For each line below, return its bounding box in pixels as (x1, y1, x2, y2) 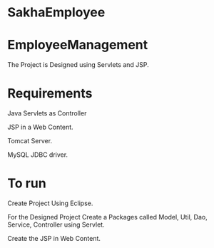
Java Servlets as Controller (7, 109, 87, 118)
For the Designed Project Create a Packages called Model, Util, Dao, (7, 213, 208, 221)
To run (7, 175, 46, 192)
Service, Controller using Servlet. (7, 220, 105, 229)
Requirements (7, 86, 93, 102)
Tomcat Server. (7, 137, 52, 145)
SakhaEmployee (7, 4, 106, 21)
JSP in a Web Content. (7, 123, 73, 132)
